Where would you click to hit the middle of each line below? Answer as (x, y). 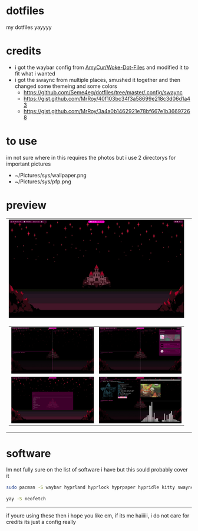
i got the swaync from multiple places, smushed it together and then (98, 80)
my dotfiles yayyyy (29, 27)
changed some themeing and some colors (66, 86)
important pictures (29, 164)
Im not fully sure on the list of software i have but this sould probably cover (97, 470)
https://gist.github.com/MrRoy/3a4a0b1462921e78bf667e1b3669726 (107, 111)
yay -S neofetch (26, 499)
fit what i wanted (35, 73)
